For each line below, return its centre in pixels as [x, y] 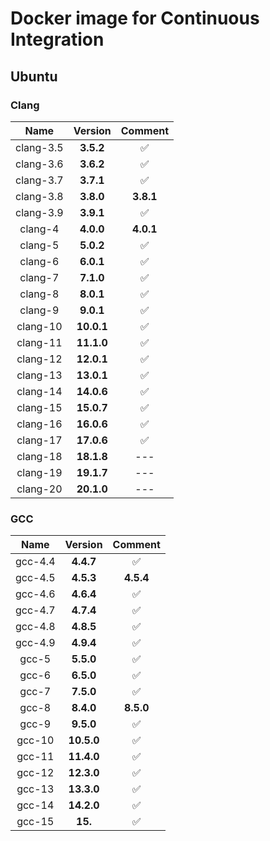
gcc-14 [35, 805]
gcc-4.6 [35, 594]
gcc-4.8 [35, 627]
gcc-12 [35, 773]
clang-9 [39, 310]
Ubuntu [34, 76]
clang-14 [39, 391]
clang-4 [39, 229]
